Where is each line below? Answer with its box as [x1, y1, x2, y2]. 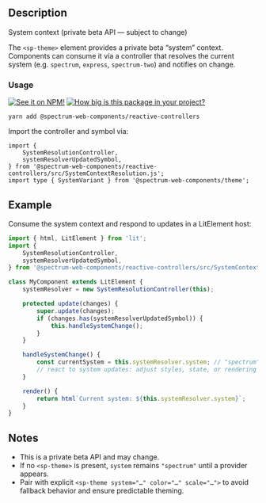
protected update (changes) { [22, 300, 119, 308]
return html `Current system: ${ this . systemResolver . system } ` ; [36, 394, 246, 402]
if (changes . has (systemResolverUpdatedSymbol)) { [36, 314, 203, 322]
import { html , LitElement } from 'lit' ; [8, 234, 147, 242]
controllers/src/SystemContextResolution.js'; [8, 170, 165, 177]
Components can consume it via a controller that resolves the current [8, 51, 235, 60]
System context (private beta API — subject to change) [8, 27, 188, 36]
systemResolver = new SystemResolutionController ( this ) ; [22, 285, 215, 294]
